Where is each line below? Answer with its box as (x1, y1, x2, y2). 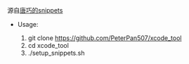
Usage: (17, 20, 39, 28)
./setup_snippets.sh (27, 49, 85, 57)
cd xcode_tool (27, 41, 69, 49)
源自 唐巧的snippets (7, 6, 63, 14)
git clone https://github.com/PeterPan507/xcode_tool (27, 34, 182, 42)
